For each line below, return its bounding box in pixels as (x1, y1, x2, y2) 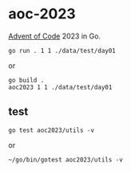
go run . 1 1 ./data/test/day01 (8, 46, 116, 54)
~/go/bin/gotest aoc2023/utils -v (8, 155, 124, 164)
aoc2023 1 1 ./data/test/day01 (8, 83, 113, 91)
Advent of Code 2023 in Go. (8, 31, 101, 41)
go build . (8, 76, 45, 84)
